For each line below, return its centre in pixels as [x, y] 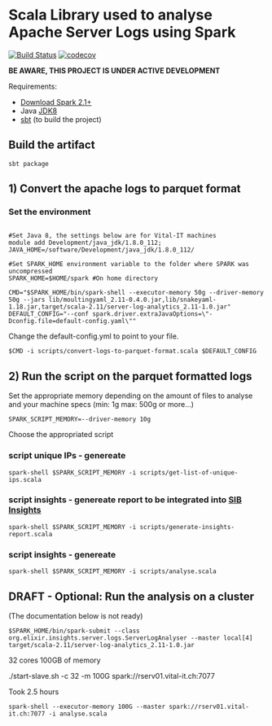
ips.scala [25, 479]
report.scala [31, 534]
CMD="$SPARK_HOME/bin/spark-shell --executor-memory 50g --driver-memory [136, 293]
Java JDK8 [39, 111]
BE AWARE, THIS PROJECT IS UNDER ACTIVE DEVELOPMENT [114, 70]
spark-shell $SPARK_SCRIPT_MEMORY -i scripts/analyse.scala [113, 571]
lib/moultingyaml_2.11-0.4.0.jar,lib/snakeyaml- [133, 300]
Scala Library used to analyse [111, 15]
